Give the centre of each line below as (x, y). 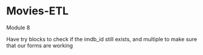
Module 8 (18, 27)
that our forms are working (40, 45)
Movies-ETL (38, 11)
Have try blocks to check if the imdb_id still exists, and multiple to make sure (102, 39)
